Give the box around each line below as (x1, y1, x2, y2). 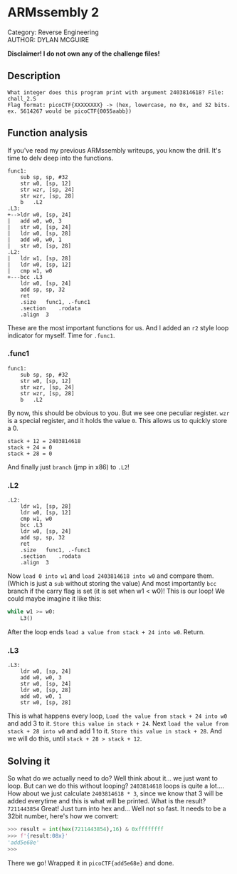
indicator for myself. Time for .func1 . (7, 331, 115, 340)
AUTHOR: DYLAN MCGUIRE (7, 35, 90, 44)
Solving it (7, 755, 51, 767)
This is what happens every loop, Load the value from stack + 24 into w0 (7, 711, 228, 721)
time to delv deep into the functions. (7, 153, 114, 162)
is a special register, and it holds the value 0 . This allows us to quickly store (7, 416, 228, 425)
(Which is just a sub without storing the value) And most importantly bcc (7, 579, 217, 588)
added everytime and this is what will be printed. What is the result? (7, 797, 206, 806)
